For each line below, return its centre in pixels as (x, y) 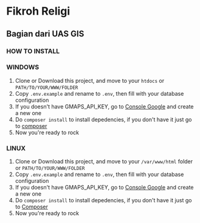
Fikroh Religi (38, 11)
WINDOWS (23, 67)
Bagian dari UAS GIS (45, 34)
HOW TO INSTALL (33, 51)
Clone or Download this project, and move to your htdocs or (90, 80)
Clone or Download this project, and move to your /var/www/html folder (104, 161)
